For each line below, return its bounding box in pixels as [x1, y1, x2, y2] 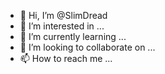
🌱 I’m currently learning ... [19, 31, 127, 42]
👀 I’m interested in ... [19, 20, 105, 32]
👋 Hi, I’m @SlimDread [19, 10, 108, 21]
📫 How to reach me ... [19, 53, 113, 64]
